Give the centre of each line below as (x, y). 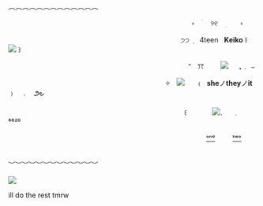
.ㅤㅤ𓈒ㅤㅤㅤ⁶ (238, 112)
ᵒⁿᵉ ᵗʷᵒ (224, 138)
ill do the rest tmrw (39, 195)
